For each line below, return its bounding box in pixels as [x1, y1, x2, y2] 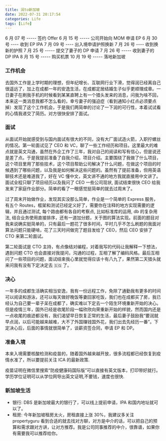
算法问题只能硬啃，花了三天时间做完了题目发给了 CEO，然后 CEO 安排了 [5, 227, 153, 233]
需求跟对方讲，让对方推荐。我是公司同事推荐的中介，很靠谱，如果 [21, 424, 156, 430]
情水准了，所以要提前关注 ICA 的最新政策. [5, 357, 90, 363]
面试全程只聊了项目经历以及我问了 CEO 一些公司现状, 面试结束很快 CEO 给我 [5, 179, 161, 185]
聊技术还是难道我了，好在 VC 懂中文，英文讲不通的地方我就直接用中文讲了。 [5, 173, 161, 179]
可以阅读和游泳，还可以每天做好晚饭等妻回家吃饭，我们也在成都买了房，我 [5, 294, 157, 300]
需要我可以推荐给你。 [16, 430, 60, 436]
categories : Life [5, 16, 41, 21]
